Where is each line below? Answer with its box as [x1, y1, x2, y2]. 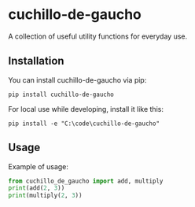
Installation [8, 54, 64, 68]
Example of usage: [8, 161, 69, 171]
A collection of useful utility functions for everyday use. [8, 31, 188, 41]
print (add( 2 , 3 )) [8, 184, 65, 192]
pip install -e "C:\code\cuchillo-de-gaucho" [8, 120, 160, 128]
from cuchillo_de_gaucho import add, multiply [8, 177, 164, 185]
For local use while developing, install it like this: [8, 104, 164, 113]
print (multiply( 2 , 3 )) [8, 191, 83, 200]
